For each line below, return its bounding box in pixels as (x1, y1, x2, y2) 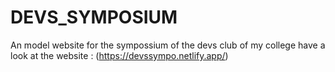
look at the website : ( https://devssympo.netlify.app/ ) (10, 49, 229, 61)
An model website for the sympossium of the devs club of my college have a (10, 39, 326, 51)
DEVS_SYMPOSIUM (10, 6, 178, 29)
